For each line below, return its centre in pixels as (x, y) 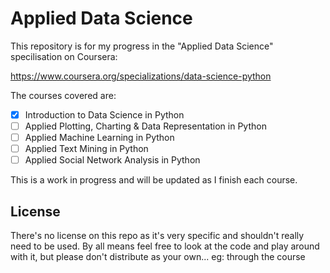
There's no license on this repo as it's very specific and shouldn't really (157, 236)
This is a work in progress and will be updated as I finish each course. (154, 180)
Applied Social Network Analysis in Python (112, 160)
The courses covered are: (63, 95)
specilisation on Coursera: (64, 56)
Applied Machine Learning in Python (99, 138)
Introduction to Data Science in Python (104, 114)
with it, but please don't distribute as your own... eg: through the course (158, 257)
